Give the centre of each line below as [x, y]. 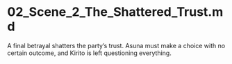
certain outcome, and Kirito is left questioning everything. [89, 53]
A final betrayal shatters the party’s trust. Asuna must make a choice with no [116, 45]
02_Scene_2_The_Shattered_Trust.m [115, 12]
